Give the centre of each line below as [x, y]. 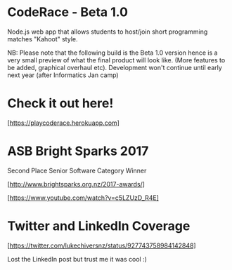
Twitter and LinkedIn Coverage [99, 226]
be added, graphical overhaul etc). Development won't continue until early [115, 67]
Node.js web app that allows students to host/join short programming [108, 32]
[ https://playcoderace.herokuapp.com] [63, 123]
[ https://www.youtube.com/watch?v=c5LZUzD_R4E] [83, 198]
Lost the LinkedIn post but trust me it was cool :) [77, 259]
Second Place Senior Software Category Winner [77, 170]
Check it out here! [60, 103]
